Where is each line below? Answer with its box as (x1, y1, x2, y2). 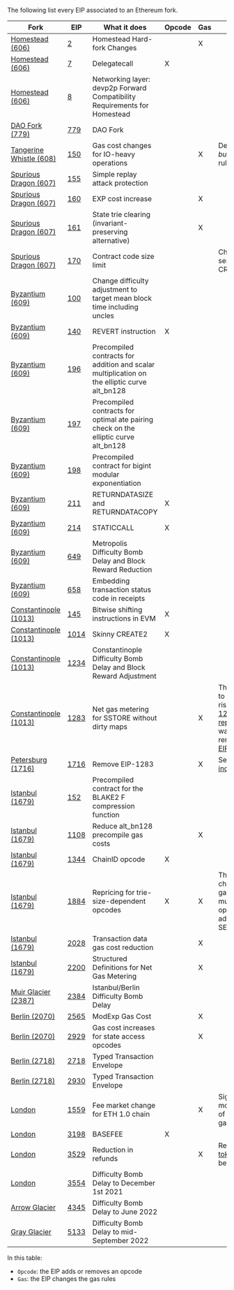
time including (92, 302, 139, 311)
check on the (92, 424, 136, 433)
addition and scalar (92, 359, 155, 369)
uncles (92, 311, 115, 320)
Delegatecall (92, 59, 134, 68)
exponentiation (92, 478, 141, 488)
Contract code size (92, 251, 155, 261)
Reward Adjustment (92, 672, 157, 681)
